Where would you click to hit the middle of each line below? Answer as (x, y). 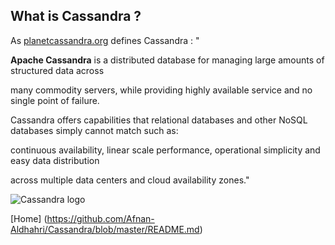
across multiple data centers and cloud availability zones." (130, 180)
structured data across (57, 70)
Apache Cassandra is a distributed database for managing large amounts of (167, 60)
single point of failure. (55, 100)
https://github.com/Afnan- (100, 218)
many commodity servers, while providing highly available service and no (161, 90)
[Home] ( (29, 218)
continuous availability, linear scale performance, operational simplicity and (165, 150)
